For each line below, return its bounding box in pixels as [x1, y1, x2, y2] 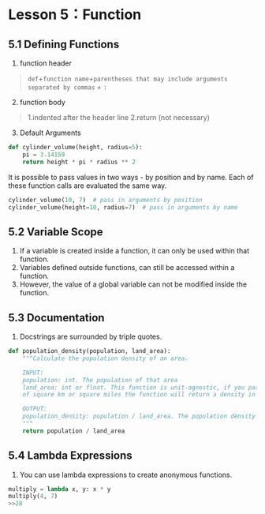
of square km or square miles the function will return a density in [22, 391, 256, 399]
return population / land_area [22, 426, 125, 435]
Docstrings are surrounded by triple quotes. [19, 332, 162, 341]
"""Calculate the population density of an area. [22, 355, 189, 362]
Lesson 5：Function [8, 6, 142, 24]
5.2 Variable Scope [8, 225, 104, 238]
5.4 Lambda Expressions [8, 449, 132, 463]
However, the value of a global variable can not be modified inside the [19, 280, 247, 289]
